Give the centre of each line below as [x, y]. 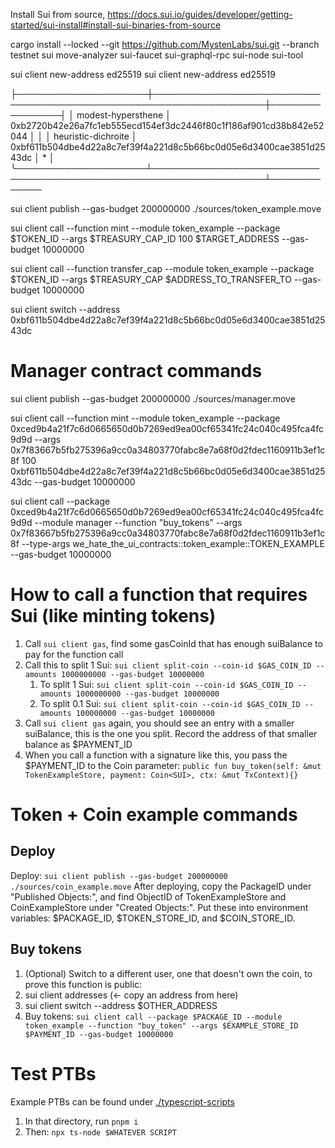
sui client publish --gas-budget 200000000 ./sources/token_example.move [166, 208]
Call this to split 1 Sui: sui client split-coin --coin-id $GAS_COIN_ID [168, 665]
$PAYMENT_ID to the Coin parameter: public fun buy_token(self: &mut [173, 765]
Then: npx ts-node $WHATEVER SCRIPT [100, 1131]
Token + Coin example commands [154, 815]
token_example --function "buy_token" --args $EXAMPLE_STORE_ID [161, 1025]
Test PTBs [53, 1073]
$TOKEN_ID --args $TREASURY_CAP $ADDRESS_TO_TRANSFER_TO [151, 279]
